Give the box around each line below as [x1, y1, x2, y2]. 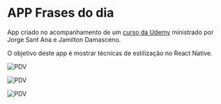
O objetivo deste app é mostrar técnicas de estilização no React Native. [7, 49, 213, 57]
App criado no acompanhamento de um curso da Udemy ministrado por [7, 28, 214, 36]
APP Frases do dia [7, 5, 114, 21]
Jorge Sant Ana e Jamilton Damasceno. [7, 35, 121, 43]
